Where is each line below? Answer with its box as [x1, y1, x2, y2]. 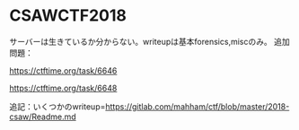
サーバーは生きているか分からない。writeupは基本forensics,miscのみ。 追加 [9, 36, 290, 47]
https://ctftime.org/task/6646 [9, 65, 118, 76]
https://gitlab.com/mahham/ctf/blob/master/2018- [104, 100, 290, 112]
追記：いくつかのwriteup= [9, 100, 106, 112]
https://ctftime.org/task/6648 [9, 82, 118, 93]
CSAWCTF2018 [9, 5, 128, 26]
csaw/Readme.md [9, 111, 76, 122]
